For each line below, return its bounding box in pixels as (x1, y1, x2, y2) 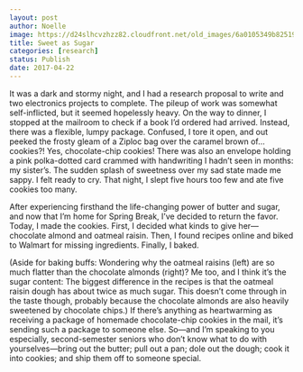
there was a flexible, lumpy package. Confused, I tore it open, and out (9, 126, 269, 137)
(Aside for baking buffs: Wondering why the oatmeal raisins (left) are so (9, 257, 275, 268)
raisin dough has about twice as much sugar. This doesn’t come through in (9, 286, 287, 296)
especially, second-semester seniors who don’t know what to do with (9, 333, 268, 344)
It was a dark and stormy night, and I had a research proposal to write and (9, 87, 284, 99)
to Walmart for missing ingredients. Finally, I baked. (9, 240, 200, 250)
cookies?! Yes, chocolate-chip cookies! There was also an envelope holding (9, 145, 291, 156)
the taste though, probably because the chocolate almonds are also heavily (9, 295, 289, 306)
